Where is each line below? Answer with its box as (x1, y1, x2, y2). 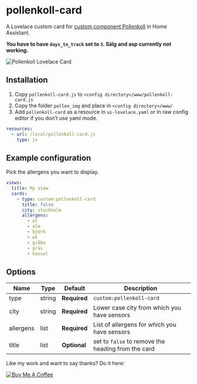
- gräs (27, 245, 43, 251)
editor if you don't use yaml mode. (14, 114, 98, 121)
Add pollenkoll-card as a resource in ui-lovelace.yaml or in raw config (14, 108, 189, 115)
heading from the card (93, 345, 155, 353)
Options (6, 267, 36, 277)
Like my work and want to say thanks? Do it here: (6, 360, 125, 367)
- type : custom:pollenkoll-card (16, 196, 96, 202)
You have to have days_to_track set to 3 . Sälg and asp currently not (6, 40, 172, 47)
